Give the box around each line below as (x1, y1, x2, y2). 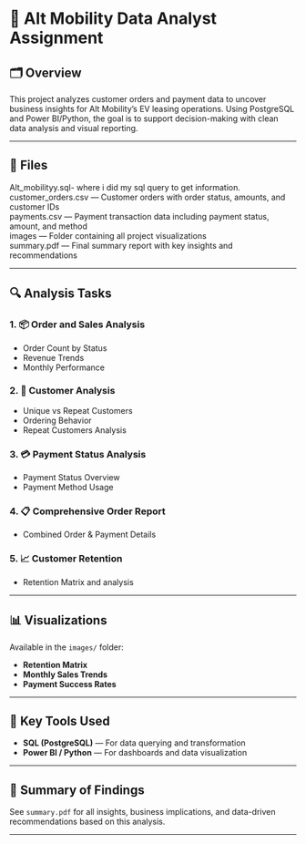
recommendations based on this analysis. (9, 816, 166, 828)
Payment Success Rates (22, 678, 117, 689)
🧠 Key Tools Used (9, 713, 111, 728)
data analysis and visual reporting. (9, 123, 138, 133)
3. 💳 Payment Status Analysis (9, 448, 147, 460)
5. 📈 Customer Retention (9, 552, 123, 565)
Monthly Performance (22, 362, 105, 373)
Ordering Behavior (22, 415, 93, 426)
